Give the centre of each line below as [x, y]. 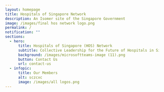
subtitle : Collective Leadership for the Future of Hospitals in [86, 50]
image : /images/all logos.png [49, 82]
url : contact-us [34, 64]
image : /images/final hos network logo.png [50, 23]
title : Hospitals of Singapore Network [46, 14]
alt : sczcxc [30, 77]
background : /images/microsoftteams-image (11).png [72, 55]
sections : [15, 37]
